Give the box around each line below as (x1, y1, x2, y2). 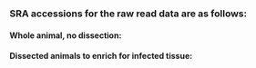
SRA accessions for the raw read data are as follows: (9, 7, 248, 20)
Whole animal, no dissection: (9, 30, 122, 41)
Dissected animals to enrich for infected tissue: (9, 51, 193, 62)
